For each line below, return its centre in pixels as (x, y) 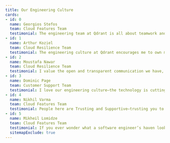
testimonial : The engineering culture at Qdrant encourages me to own (86, 52)
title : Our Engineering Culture (39, 10)
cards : (12, 15)
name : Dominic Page (30, 81)
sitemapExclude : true (33, 132)
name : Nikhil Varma (30, 99)
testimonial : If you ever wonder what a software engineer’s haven (82, 128)
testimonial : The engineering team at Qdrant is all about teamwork (83, 33)
